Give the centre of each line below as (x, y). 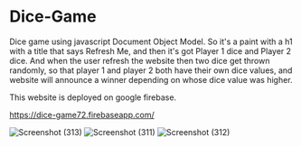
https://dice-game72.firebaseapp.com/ (82, 114)
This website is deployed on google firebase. (93, 97)
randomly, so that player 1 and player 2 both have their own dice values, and (151, 70)
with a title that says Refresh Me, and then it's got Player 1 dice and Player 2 (150, 50)
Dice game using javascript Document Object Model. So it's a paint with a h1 (151, 41)
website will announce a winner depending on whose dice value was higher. (151, 79)
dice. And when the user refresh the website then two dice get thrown (140, 60)
